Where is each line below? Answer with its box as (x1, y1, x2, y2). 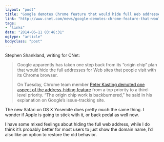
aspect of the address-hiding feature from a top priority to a (17, 86, 138, 93)
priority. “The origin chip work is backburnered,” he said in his (27, 92, 152, 98)
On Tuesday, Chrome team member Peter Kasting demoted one (17, 81, 145, 87)
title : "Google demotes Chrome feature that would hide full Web (5, 12, 141, 17)
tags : (5, 20, 16, 26)
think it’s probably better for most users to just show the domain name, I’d (5, 126, 153, 132)
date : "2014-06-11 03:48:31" (5, 30, 64, 35)
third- (138, 86, 150, 93)
